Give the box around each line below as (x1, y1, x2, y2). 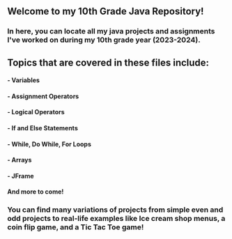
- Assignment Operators (7, 92, 79, 100)
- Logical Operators (7, 108, 65, 116)
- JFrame (7, 171, 34, 180)
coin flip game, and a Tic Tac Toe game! (7, 222, 144, 232)
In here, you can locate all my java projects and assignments (7, 26, 215, 36)
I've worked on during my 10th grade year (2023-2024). (7, 35, 201, 45)
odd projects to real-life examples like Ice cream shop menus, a (7, 214, 226, 224)
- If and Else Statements (7, 124, 78, 132)
